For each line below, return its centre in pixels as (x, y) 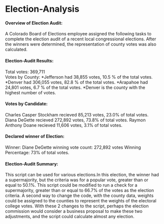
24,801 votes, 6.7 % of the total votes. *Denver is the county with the (75, 87)
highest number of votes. (31, 92)
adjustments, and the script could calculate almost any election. (70, 217)
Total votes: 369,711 (25, 72)
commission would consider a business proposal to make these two (74, 211)
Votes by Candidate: (26, 104)
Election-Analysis (42, 9)
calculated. (16, 50)
